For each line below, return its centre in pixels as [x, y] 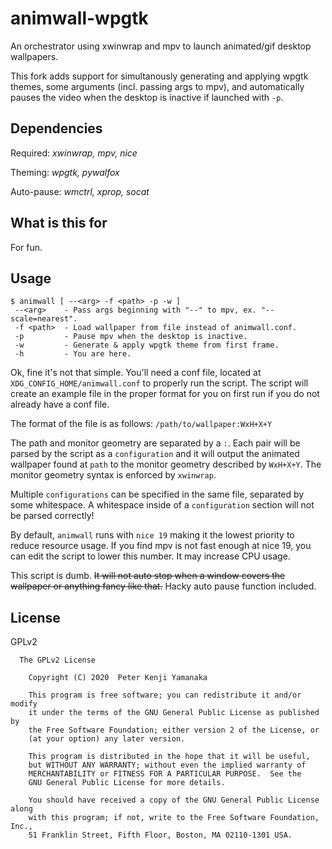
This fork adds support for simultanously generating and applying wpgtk [159, 76]
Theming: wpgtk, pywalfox [65, 172]
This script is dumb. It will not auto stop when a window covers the [148, 576]
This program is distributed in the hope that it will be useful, [169, 757]
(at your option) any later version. [107, 739]
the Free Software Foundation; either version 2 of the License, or [174, 730]
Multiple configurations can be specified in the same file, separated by [157, 494]
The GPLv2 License [58, 660]
